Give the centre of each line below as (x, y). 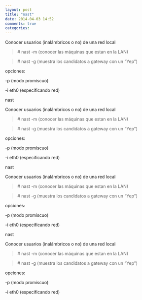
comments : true (21, 24)
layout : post (18, 10)
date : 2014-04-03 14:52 (30, 19)
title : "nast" (20, 14)
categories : (17, 28)
